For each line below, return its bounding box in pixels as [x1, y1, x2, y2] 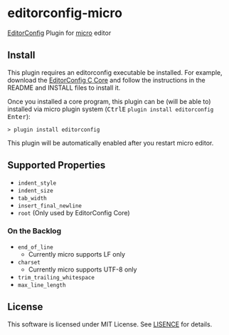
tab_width [17, 195, 48, 202]
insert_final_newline [17, 202, 82, 210]
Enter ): [7, 112, 31, 120]
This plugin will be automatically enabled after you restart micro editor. [7, 138, 214, 147]
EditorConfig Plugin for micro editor [7, 29, 112, 37]
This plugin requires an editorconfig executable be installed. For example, [7, 68, 223, 76]
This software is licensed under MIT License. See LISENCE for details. [7, 319, 213, 329]
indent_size [17, 187, 53, 194]
